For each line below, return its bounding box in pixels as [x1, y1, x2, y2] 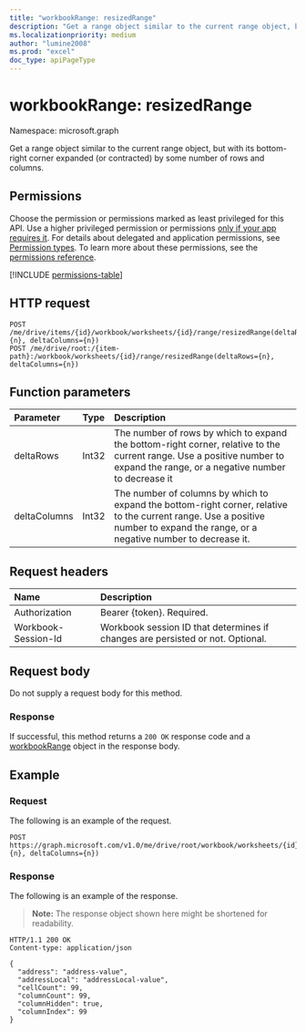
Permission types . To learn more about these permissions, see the [9, 242, 258, 253]
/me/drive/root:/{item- [29, 344, 120, 353]
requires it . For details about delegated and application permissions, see [9, 232, 280, 243]
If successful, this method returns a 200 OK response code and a [9, 731, 250, 742]
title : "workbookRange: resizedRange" [9, 13, 157, 23]
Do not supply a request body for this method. [9, 687, 183, 698]
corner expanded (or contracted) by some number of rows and [28, 152, 265, 163]
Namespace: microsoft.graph [9, 125, 119, 136]
